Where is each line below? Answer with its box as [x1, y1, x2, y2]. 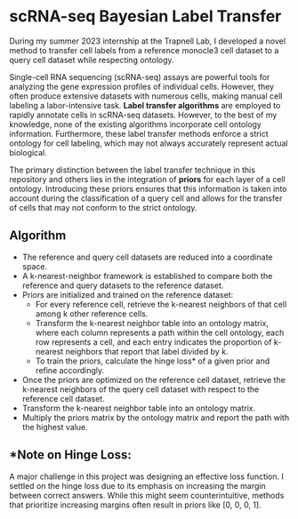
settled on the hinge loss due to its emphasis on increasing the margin [9, 480, 267, 491]
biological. [9, 147, 47, 157]
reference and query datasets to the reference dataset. [21, 280, 224, 291]
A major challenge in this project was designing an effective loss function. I [9, 471, 285, 482]
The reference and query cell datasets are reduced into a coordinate [21, 252, 273, 262]
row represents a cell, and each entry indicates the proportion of [35, 336, 272, 347]
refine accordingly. [35, 364, 105, 375]
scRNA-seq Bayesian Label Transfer [9, 6, 282, 27]
